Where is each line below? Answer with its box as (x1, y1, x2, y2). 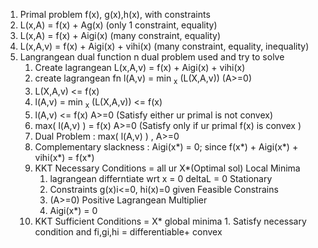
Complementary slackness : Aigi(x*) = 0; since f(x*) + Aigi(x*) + (34, 140, 299, 153)
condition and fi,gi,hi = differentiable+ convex (34, 225, 223, 238)
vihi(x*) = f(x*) (34, 151, 95, 163)
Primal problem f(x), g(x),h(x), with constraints (19, 9, 211, 20)
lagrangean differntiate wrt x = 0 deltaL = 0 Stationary (49, 172, 273, 184)
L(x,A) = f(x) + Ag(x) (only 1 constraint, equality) (19, 19, 218, 31)
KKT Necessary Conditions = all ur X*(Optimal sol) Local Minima (34, 162, 301, 174)
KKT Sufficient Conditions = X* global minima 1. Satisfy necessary (34, 215, 307, 227)
